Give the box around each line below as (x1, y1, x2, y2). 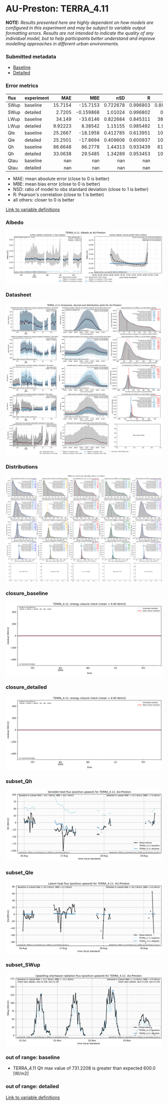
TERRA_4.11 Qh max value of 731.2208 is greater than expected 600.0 (12, 1065, 156, 1071)
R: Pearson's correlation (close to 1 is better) (12, 191, 104, 197)
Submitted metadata (5, 53, 56, 60)
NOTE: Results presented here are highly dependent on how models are (5, 19, 154, 25)
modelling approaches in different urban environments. (5, 40, 119, 46)
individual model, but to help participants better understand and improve (5, 35, 156, 41)
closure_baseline (5, 589, 48, 596)
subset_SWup (5, 961, 40, 968)
